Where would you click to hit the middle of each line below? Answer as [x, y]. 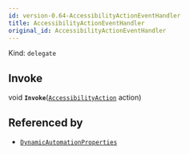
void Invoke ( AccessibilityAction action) [75, 97]
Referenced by [46, 122]
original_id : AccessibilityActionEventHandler [87, 30]
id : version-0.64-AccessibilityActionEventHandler [94, 16]
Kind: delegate [32, 53]
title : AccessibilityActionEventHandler [77, 23]
